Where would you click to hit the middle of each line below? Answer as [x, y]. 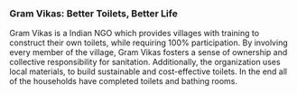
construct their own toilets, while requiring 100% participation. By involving [148, 43]
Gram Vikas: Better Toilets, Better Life [93, 14]
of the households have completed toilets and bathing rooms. [123, 81]
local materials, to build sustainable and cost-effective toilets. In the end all [148, 71]
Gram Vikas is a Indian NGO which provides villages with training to [135, 33]
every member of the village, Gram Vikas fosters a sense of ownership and [148, 52]
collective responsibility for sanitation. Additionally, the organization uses [145, 62]
